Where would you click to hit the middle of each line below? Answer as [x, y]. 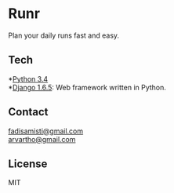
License [28, 164]
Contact [28, 112]
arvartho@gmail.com [42, 139]
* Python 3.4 [28, 78]
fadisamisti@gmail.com [46, 131]
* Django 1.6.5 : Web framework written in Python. [87, 87]
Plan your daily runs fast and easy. [64, 35]
